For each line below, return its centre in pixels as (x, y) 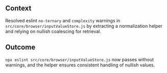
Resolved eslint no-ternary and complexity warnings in (63, 20)
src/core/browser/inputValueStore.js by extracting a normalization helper (84, 26)
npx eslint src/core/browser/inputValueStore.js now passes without (80, 59)
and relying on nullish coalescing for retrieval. (53, 31)
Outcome (20, 47)
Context (18, 8)
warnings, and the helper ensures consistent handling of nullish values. (80, 65)
